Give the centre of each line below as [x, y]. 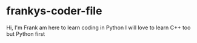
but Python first [26, 33]
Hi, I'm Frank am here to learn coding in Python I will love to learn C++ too [98, 27]
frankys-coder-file [54, 11]
